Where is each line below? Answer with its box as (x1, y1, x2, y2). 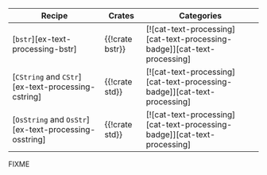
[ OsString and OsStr (12, 115, 87, 125)
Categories (178, 10, 222, 21)
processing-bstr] (12, 44, 77, 54)
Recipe (41, 10, 68, 21)
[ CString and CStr (12, 72, 79, 82)
